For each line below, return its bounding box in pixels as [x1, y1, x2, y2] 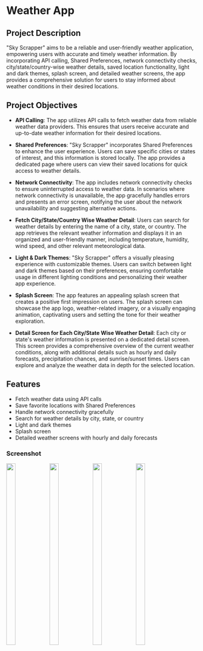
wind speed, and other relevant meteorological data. [15, 242, 146, 249]
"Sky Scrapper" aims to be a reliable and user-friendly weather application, [6, 44, 194, 51]
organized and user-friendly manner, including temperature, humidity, [15, 235, 189, 243]
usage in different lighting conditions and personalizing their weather [15, 273, 187, 280]
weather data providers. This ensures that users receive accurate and [15, 123, 189, 130]
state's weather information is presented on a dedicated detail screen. [15, 336, 190, 343]
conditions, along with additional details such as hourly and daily [15, 348, 177, 356]
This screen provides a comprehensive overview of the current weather [15, 342, 195, 350]
